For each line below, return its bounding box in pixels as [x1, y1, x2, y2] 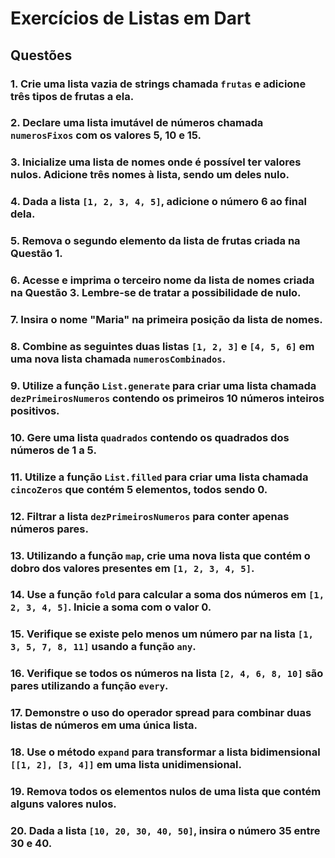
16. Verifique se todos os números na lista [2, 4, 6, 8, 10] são [10, 667, 324, 681]
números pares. [10, 522, 89, 536]
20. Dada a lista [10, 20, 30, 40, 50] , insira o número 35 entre [10, 824, 321, 838]
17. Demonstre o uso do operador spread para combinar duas [10, 706, 312, 720]
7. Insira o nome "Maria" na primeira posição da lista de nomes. [10, 313, 323, 327]
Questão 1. [10, 247, 63, 261]
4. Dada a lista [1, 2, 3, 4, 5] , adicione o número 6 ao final [10, 195, 307, 209]
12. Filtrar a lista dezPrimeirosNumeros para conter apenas [10, 509, 290, 523]
